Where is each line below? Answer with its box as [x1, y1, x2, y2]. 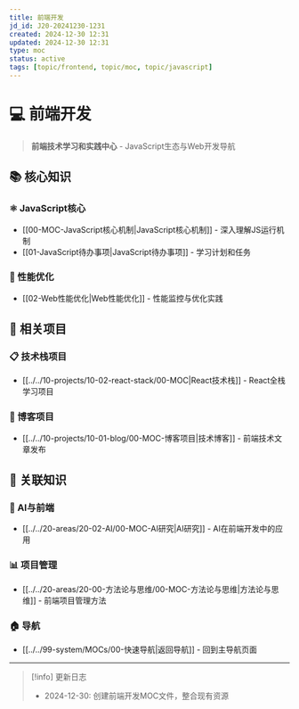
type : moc [9, 46, 46, 55]
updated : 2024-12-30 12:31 [9, 37, 109, 47]
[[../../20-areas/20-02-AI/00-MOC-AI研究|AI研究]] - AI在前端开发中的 [21, 524, 276, 534]
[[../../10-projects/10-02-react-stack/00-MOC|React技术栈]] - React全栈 [21, 375, 287, 386]
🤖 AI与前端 [9, 501, 55, 514]
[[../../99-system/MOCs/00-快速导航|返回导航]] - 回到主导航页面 [21, 644, 258, 655]
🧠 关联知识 [9, 473, 67, 488]
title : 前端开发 [9, 12, 64, 22]
